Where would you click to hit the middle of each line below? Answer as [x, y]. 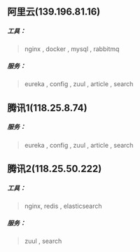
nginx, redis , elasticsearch [63, 206]
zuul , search [43, 241]
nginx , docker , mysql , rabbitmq [72, 49]
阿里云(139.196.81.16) [54, 12]
